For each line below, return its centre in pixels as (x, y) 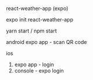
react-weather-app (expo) (37, 8)
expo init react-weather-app (40, 19)
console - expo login (39, 71)
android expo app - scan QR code (46, 42)
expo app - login (34, 64)
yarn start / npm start (31, 31)
